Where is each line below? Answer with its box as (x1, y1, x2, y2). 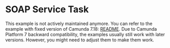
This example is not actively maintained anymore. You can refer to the (5, 20, 153, 27)
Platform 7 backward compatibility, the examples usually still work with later (5, 31, 165, 37)
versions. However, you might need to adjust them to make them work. (5, 37, 155, 43)
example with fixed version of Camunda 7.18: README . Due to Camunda (5, 26, 157, 32)
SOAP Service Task (5, 4, 89, 15)
